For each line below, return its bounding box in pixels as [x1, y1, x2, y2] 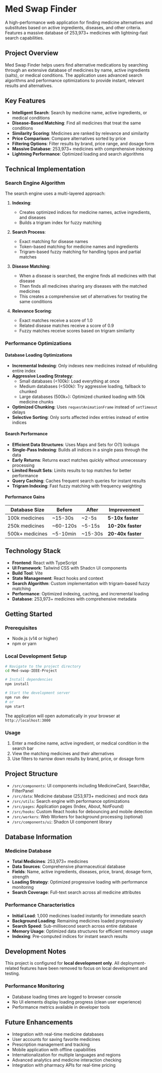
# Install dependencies [5, 677, 53, 682]
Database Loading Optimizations [5, 352, 73, 358]
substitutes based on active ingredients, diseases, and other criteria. [5, 24, 142, 30]
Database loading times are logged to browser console [12, 994, 121, 1000]
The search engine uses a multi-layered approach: [5, 190, 105, 196]
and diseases [19, 215, 46, 221]
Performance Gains [5, 494, 45, 500]
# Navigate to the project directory [5, 664, 81, 669]
